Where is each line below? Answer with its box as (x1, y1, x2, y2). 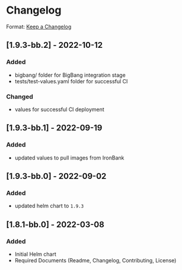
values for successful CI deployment (14, 106, 105, 113)
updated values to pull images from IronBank (14, 154, 124, 161)
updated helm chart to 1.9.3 (14, 202, 84, 210)
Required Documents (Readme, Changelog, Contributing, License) (14, 256, 177, 264)
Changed (6, 92, 34, 100)
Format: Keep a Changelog (6, 23, 72, 30)
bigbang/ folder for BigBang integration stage (14, 71, 126, 79)
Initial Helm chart (14, 251, 56, 258)
